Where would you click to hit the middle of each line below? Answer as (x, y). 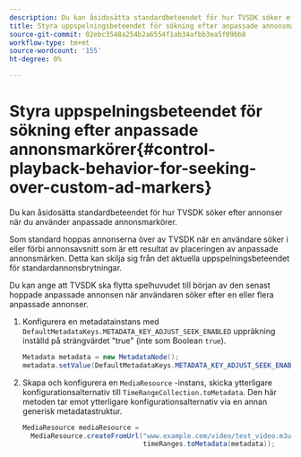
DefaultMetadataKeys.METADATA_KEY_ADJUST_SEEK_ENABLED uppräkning (149, 331)
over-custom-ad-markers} (111, 188)
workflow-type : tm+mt (50, 43)
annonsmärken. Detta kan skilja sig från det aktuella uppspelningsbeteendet (150, 258)
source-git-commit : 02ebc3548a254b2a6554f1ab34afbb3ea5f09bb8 (128, 34)
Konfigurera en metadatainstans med (90, 321)
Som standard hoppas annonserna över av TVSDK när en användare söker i (149, 239)
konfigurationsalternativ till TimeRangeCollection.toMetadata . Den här (150, 392)
